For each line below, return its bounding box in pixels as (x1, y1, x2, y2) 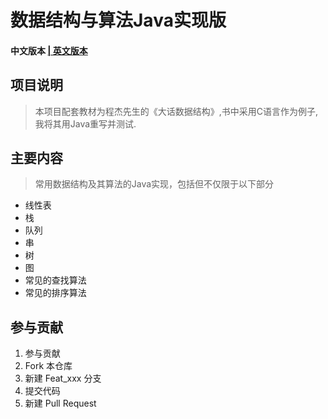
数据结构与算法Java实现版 (10, 9, 227, 32)
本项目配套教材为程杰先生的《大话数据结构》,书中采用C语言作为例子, (34, 105, 319, 117)
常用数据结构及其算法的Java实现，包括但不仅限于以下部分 (34, 178, 275, 190)
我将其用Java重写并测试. (34, 117, 137, 130)
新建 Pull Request (24, 397, 97, 410)
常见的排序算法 (24, 287, 87, 299)
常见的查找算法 (24, 274, 87, 286)
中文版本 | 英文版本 (10, 44, 88, 56)
